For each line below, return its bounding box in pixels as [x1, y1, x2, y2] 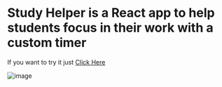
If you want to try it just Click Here [7, 58, 106, 66]
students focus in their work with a [7, 20, 214, 36]
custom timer [7, 35, 87, 51]
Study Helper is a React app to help [7, 5, 215, 21]
